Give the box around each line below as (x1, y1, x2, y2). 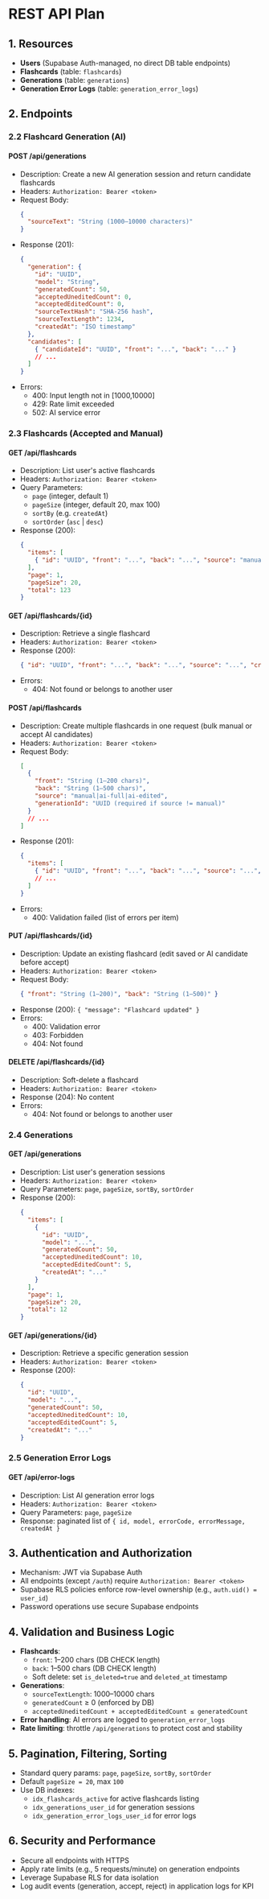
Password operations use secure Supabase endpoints (19, 1602, 199, 1612)
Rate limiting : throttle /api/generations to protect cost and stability (19, 1724, 243, 1733)
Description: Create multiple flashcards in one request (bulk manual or (19, 721, 253, 731)
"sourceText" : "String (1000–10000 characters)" (27, 218, 194, 226)
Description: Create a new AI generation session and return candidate (19, 169, 251, 179)
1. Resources (8, 37, 74, 51)
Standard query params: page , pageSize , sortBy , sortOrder (19, 1768, 212, 1777)
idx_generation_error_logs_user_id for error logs (31, 1810, 197, 1820)
